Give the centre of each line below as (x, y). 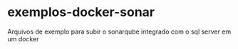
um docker (23, 38)
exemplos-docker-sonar (81, 12)
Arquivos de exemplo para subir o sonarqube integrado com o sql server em (119, 31)
